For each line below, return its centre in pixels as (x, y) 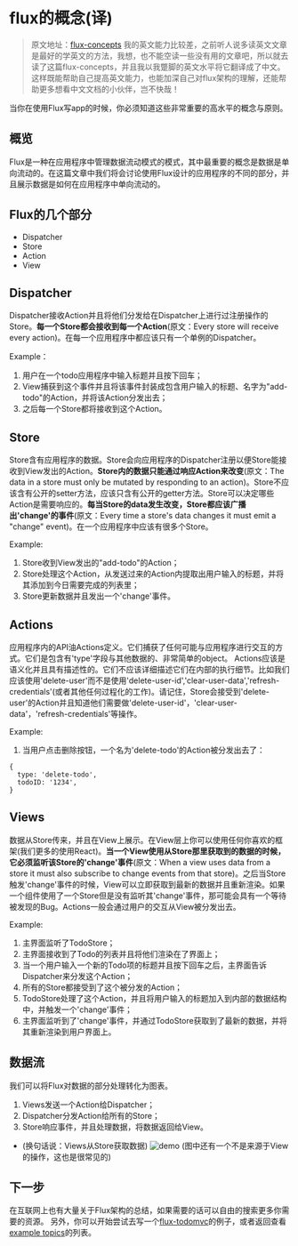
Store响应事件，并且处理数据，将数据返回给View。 (115, 1127)
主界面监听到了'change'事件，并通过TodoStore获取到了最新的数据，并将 (154, 1020)
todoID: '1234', (47, 783)
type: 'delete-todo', (57, 775)
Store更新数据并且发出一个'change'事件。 (99, 596)
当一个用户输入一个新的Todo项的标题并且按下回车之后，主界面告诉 (145, 965)
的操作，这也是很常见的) (66, 1156)
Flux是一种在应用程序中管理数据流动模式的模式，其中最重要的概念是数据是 (145, 162)
